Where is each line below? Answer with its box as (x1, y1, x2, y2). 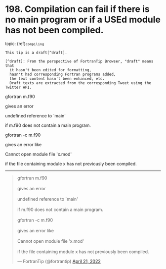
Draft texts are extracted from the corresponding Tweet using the (9, 80, 152, 85)
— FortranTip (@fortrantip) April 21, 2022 (17, 258, 101, 264)
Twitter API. (5, 85, 32, 90)
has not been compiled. (5, 25, 104, 36)
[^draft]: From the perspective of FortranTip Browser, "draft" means (5, 58, 154, 64)
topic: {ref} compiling (5, 41, 44, 47)
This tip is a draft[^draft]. (5, 50, 68, 55)
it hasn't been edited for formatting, (9, 67, 92, 72)
